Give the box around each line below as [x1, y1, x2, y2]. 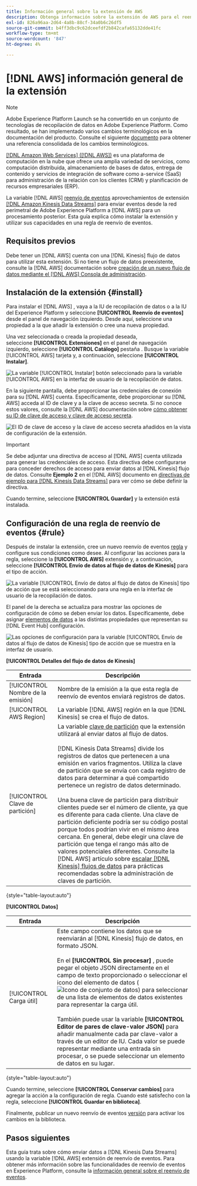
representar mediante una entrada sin [56, 1044, 161, 1053]
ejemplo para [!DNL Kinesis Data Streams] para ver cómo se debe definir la [6, 477, 188, 485]
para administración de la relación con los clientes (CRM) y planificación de [6, 176, 189, 183]
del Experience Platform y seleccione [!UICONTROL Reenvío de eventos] [6, 309, 184, 316]
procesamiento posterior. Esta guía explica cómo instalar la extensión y [6, 213, 178, 220]
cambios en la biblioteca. [6, 1116, 66, 1123]
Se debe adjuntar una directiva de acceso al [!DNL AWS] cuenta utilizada [6, 453, 182, 460]
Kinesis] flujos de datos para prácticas [57, 862, 164, 870]
